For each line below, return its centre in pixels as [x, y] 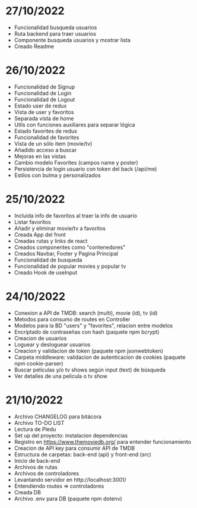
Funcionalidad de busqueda [48, 260]
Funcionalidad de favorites [47, 137]
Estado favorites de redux [46, 131]
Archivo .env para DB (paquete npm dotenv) [68, 498]
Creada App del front [40, 234]
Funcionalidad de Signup [45, 87]
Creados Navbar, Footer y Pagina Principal [66, 253]
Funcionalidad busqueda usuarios [55, 27]
